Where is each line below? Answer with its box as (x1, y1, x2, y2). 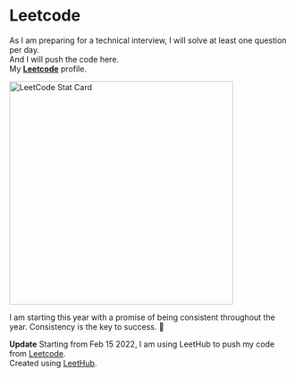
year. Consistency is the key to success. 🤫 (9, 321, 164, 331)
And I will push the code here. (9, 54, 119, 64)
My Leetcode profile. (9, 63, 88, 74)
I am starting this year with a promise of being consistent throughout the (9, 312, 275, 323)
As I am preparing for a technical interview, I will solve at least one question (9, 35, 287, 46)
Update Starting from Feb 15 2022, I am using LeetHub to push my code (9, 339, 275, 349)
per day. (9, 44, 40, 54)
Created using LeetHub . (9, 357, 97, 368)
